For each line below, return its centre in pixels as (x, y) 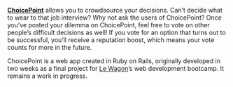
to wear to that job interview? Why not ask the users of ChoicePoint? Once (114, 18)
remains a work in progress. (48, 76)
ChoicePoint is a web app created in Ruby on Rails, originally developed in (114, 61)
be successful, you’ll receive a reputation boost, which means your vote (111, 40)
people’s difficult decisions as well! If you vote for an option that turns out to (116, 32)
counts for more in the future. (50, 47)
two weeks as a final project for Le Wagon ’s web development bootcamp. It (116, 68)
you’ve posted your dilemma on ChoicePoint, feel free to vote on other (108, 25)
